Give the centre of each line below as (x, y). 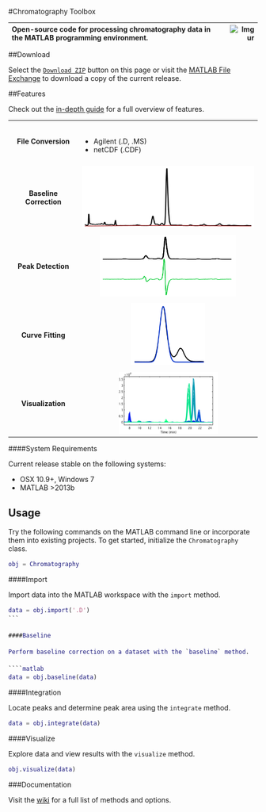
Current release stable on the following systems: (87, 464)
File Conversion (44, 141)
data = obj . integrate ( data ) (55, 723)
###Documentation (40, 784)
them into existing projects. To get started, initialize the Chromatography (123, 540)
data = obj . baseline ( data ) (53, 677)
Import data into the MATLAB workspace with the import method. (114, 595)
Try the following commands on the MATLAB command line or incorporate (129, 532)
